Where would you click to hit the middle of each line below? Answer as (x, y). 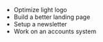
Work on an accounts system (55, 31)
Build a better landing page (52, 17)
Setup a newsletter (40, 24)
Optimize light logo (40, 10)
